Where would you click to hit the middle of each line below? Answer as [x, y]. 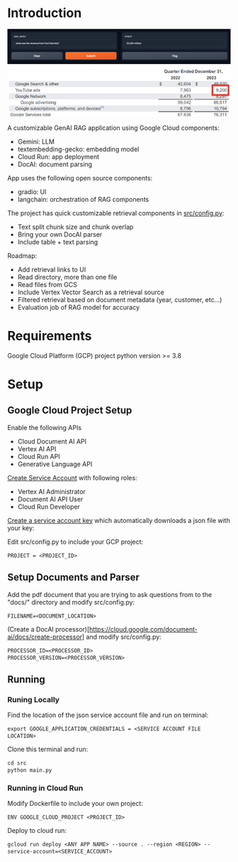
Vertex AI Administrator [52, 491]
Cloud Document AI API [52, 441]
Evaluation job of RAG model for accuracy [79, 307]
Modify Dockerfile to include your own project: [75, 804]
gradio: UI [32, 192]
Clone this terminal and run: [48, 749]
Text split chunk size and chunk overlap [75, 227]
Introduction [45, 13]
